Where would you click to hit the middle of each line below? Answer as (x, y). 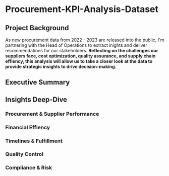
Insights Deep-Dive (36, 99)
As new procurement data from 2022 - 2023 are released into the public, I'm (85, 40)
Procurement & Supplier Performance (52, 114)
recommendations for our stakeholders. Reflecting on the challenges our (82, 51)
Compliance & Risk (29, 168)
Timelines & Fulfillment (34, 141)
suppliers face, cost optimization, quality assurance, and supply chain (80, 56)
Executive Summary (38, 82)
